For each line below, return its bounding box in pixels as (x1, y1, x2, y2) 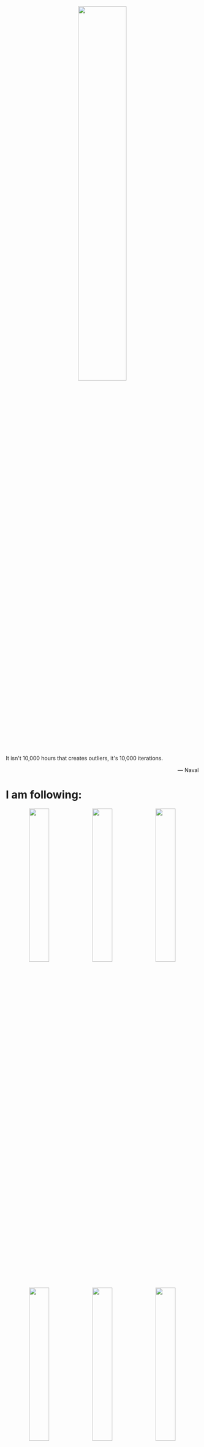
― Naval (177, 766, 199, 773)
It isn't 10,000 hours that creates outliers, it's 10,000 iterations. (6, 755, 164, 762)
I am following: (6, 788, 82, 802)
